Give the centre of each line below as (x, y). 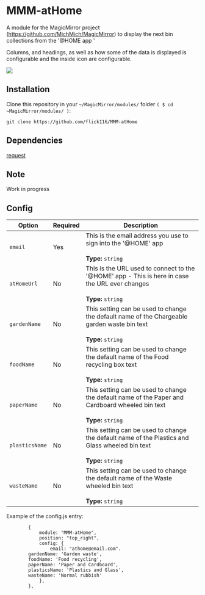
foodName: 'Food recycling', (65, 560)
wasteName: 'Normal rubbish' (65, 575)
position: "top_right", (69, 538)
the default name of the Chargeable (137, 317)
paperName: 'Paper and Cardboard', (74, 565)
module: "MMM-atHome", (68, 533)
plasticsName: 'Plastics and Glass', (76, 570)
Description (141, 225)
